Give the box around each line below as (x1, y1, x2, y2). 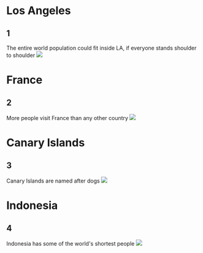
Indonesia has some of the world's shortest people (6, 240, 135, 247)
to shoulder (6, 51, 36, 59)
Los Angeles (6, 4, 71, 18)
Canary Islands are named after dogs (6, 177, 100, 184)
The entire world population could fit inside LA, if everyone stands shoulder (6, 44, 197, 51)
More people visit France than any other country (6, 115, 129, 121)
